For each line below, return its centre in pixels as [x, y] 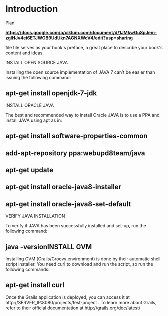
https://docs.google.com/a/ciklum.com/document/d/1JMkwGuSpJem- [81, 32]
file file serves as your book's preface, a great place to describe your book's [84, 47]
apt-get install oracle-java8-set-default [68, 204]
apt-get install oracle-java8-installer [64, 187]
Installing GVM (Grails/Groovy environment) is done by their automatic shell [83, 259]
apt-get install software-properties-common [77, 136]
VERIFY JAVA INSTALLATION [35, 216]
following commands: [28, 269]
